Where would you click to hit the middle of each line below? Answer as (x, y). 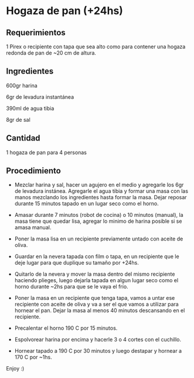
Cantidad (23, 138)
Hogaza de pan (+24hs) (64, 11)
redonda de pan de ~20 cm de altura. (51, 53)
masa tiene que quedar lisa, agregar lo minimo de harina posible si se (98, 221)
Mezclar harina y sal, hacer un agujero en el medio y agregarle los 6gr (99, 185)
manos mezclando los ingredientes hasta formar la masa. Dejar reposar (101, 198)
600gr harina (22, 85)
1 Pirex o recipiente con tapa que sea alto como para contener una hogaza (96, 46)
